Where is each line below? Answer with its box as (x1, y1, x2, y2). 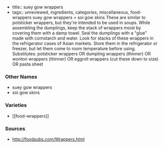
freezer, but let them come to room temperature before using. (12, 46, 136, 51)
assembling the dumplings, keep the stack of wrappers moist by (12, 25, 142, 31)
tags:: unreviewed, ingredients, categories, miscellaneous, (12, 9, 129, 15)
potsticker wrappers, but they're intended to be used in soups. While (12, 20, 150, 25)
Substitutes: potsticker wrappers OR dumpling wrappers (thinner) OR (12, 51, 151, 57)
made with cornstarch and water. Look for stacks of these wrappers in (12, 35, 154, 41)
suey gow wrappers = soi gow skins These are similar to (32, 15, 146, 20)
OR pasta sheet (12, 61, 43, 67)
